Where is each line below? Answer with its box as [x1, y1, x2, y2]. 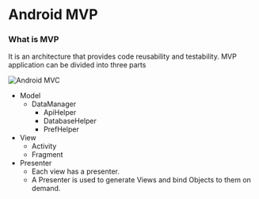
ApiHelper [43, 108, 77, 117]
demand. [31, 184, 61, 193]
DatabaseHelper [43, 117, 97, 126]
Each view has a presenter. [31, 166, 120, 176]
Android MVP [8, 6, 98, 24]
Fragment [31, 150, 63, 159]
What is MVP [8, 34, 59, 45]
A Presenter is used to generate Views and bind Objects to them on [31, 175, 252, 185]
